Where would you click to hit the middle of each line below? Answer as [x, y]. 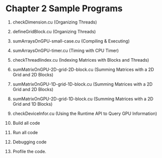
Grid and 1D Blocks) [33, 104]
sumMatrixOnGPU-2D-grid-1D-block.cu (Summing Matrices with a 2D [83, 99]
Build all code [26, 123]
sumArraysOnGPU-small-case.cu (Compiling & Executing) [71, 41]
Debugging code [30, 142]
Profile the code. [29, 151]
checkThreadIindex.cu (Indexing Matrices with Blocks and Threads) [81, 60]
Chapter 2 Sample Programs [64, 9]
